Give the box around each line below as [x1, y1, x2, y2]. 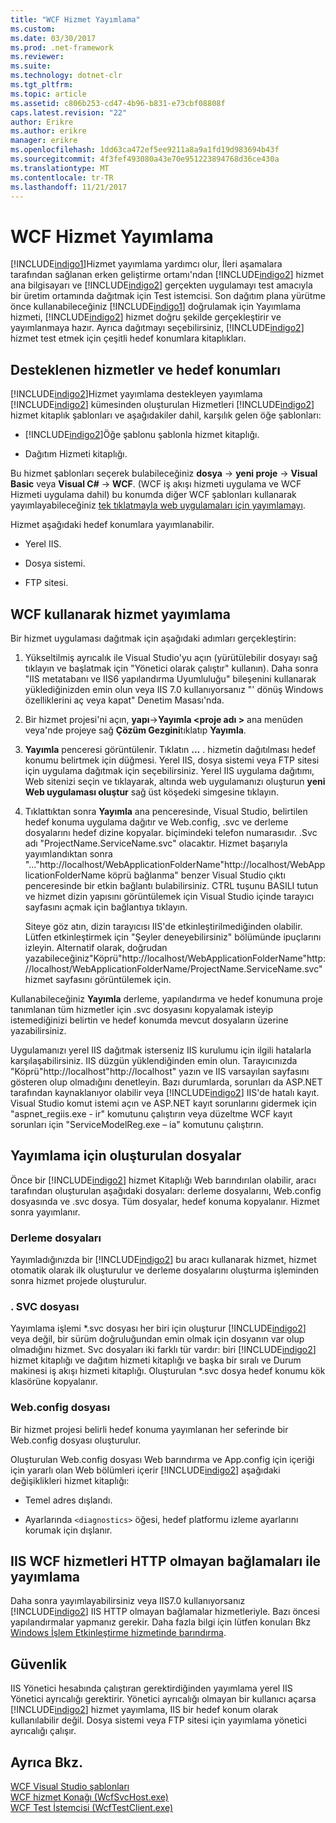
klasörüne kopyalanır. [10, 1376, 98, 1388]
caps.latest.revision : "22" [10, 107, 128, 118]
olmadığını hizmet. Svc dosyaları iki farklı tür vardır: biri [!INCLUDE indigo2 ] [10, 1344, 317, 1356]
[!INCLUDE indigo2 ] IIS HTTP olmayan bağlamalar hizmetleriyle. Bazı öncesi [10, 1606, 321, 1618]
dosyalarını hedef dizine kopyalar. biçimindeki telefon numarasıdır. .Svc [24, 826, 318, 838]
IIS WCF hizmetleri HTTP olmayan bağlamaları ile [10, 1553, 322, 1570]
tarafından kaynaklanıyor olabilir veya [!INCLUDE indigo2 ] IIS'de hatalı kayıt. [10, 1086, 320, 1098]
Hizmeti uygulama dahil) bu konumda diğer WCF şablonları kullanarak [10, 489, 297, 501]
